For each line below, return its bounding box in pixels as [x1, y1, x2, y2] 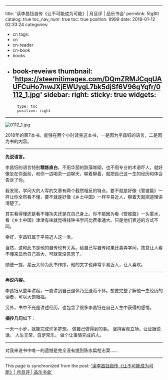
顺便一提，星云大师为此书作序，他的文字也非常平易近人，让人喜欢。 [5, 261, 145, 267]
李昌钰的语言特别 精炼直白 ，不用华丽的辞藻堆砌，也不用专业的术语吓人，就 [5, 164, 158, 170]
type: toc [17, 104, 37, 109]
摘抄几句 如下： [5, 315, 36, 321]
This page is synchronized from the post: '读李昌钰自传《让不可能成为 [5, 362, 149, 368]
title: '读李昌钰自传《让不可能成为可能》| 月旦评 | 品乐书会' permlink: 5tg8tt [5, 11, 159, 17]
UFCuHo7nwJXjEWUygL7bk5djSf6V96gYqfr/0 [12, 83, 161, 91]
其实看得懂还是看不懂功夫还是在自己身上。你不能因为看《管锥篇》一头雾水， [5, 211, 163, 217]
